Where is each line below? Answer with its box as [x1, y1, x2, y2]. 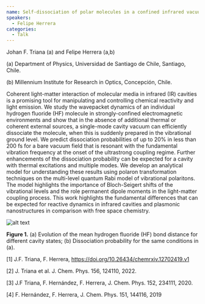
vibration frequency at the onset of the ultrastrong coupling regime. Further [6, 149, 196, 156]
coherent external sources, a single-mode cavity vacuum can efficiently [6, 123, 187, 130]
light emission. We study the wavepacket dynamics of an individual [6, 103, 175, 110]
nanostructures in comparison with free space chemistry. [6, 207, 151, 214]
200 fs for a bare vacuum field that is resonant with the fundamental [6, 142, 178, 150]
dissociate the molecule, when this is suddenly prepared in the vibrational [6, 129, 192, 137]
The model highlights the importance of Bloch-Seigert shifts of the [6, 181, 173, 189]
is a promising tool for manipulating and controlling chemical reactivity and [6, 97, 194, 104]
